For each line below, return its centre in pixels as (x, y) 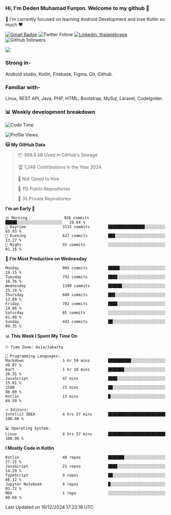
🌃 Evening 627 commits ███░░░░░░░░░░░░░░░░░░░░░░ (86, 236)
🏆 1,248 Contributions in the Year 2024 (60, 167)
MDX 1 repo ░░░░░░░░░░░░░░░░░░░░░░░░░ (86, 493)
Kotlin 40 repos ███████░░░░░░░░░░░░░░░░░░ (86, 458)
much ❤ (14, 25)
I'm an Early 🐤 (20, 208)
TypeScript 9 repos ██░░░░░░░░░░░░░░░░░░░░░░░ (86, 475)
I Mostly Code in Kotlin (30, 448)
